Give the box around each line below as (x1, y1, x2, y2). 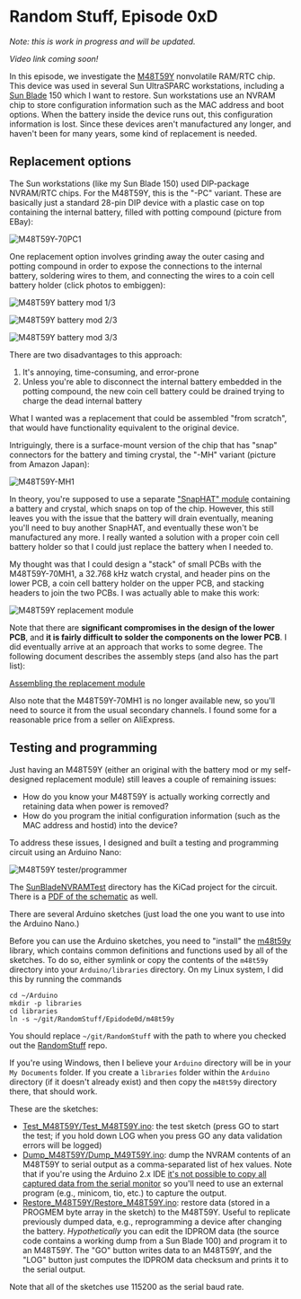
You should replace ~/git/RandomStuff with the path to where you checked (9, 1030, 287, 1041)
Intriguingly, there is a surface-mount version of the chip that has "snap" (9, 439, 278, 450)
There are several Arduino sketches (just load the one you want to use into (9, 908, 286, 919)
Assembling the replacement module (9, 677, 146, 688)
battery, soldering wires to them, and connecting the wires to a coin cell (9, 270, 275, 280)
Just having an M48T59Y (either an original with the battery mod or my (9, 764, 272, 774)
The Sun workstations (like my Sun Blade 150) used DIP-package (9, 178, 250, 189)
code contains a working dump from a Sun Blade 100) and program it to (22, 1235, 288, 1246)
